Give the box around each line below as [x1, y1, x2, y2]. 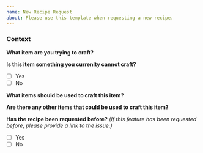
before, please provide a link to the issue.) [6, 122, 113, 129]
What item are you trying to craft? [6, 48, 94, 56]
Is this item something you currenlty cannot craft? [6, 61, 136, 68]
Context [6, 35, 31, 43]
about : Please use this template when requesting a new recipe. [6, 15, 174, 21]
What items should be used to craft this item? [6, 91, 124, 99]
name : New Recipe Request [6, 9, 72, 15]
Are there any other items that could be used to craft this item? [6, 103, 169, 111]
